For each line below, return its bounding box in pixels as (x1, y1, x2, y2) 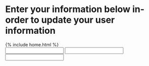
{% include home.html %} (5, 41, 59, 47)
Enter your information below (5, 4, 130, 15)
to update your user (30, 14, 115, 26)
